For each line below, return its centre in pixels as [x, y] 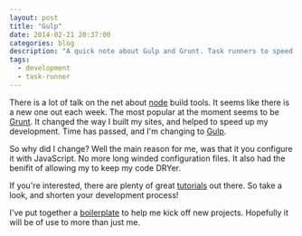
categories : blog [42, 43]
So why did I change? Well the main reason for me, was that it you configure [151, 148]
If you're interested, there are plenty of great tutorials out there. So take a [146, 185]
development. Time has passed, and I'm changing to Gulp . [118, 131]
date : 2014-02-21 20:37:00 [60, 34]
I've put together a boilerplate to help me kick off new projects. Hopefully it [149, 212]
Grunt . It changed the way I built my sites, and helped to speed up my [139, 121]
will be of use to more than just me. [75, 222]
